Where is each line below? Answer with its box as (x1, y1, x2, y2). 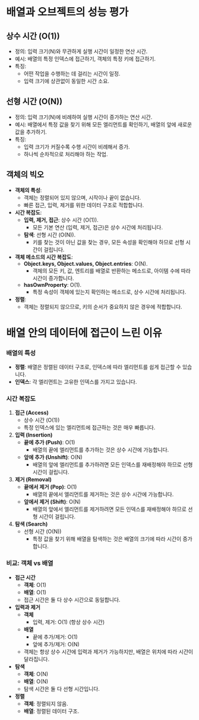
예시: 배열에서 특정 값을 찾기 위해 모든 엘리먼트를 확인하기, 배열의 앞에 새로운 (14, 121, 192, 128)
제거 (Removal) (14, 476, 52, 483)
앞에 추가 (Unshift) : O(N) (23, 454, 83, 461)
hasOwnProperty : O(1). (23, 281, 82, 288)
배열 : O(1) (23, 589, 46, 596)
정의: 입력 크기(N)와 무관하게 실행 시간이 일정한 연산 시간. (14, 48, 148, 55)
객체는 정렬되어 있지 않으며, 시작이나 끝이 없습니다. (23, 194, 141, 201)
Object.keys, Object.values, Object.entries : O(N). (23, 260, 148, 267)
